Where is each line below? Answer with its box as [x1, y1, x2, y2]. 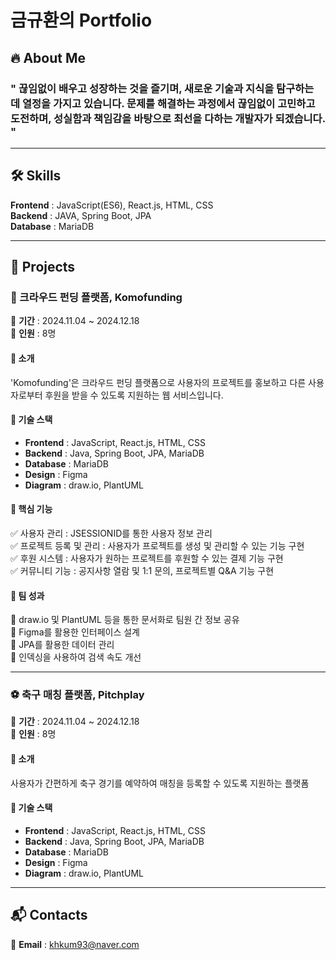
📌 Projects [10, 259, 76, 276]
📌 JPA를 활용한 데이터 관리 [10, 639, 115, 651]
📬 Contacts [10, 907, 88, 924]
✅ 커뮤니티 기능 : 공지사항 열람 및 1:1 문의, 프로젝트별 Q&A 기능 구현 [10, 564, 275, 576]
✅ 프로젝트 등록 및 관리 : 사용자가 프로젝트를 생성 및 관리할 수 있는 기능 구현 [10, 539, 305, 551]
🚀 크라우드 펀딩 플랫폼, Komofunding [10, 291, 183, 304]
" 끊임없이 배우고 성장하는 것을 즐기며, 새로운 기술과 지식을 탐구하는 [10, 81, 315, 95]
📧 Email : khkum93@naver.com [10, 938, 140, 950]
